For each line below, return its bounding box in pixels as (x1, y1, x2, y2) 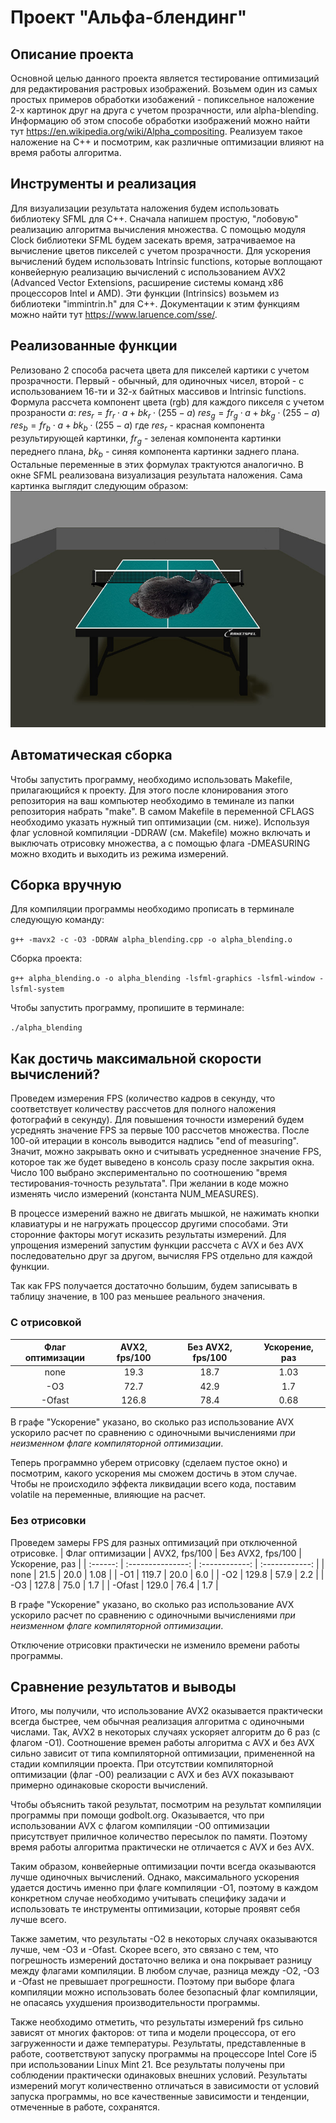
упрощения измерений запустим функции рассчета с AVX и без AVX (10, 1239, 304, 1251)
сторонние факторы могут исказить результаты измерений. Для (10, 1229, 287, 1241)
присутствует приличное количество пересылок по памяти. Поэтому (10, 1831, 308, 1843)
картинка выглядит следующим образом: (10, 479, 189, 491)
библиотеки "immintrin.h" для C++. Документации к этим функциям (10, 297, 300, 310)
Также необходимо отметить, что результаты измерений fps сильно (10, 2016, 304, 2028)
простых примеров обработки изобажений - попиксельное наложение (10, 94, 315, 105)
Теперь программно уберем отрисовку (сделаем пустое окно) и (10, 1457, 288, 1469)
